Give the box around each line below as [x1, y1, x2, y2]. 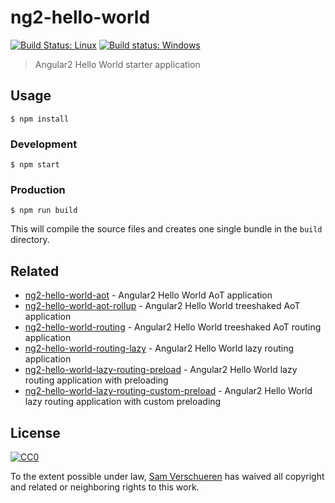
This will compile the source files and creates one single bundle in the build [10, 223, 323, 235]
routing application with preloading [24, 374, 169, 386]
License [10, 424, 61, 441]
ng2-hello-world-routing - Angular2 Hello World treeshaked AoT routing [24, 321, 322, 333]
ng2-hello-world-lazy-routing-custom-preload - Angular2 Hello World [24, 385, 313, 397]
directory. [10, 234, 50, 246]
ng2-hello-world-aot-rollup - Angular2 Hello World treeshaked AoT [24, 300, 301, 312]
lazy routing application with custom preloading [24, 396, 222, 408]
